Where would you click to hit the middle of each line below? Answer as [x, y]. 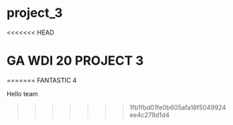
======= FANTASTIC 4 [42, 80]
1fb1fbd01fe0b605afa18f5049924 [178, 107]
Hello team [22, 93]
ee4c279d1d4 [150, 114]
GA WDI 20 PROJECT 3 [75, 61]
